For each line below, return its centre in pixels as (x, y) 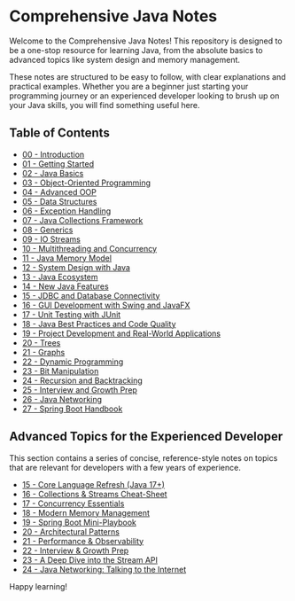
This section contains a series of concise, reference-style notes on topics (144, 457)
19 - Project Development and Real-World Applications (121, 333)
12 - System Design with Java (76, 267)
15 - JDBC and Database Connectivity (91, 295)
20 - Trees (41, 342)
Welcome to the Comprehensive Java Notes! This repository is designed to (146, 41)
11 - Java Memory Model (67, 258)
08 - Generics (47, 230)
